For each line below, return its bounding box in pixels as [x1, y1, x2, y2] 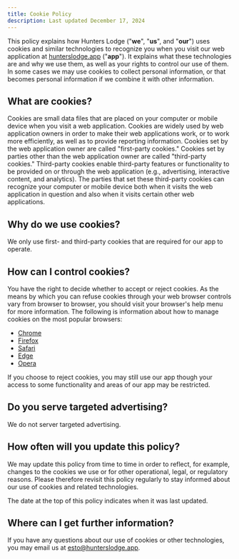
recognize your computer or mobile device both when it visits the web [7, 183, 213, 191]
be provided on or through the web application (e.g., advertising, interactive [7, 167, 230, 176]
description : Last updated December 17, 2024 [7, 17, 145, 24]
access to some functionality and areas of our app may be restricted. [7, 380, 210, 389]
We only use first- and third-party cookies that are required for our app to [7, 237, 223, 246]
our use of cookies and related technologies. [7, 483, 139, 491]
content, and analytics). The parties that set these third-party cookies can [7, 175, 225, 183]
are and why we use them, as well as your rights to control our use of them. [7, 59, 229, 68]
